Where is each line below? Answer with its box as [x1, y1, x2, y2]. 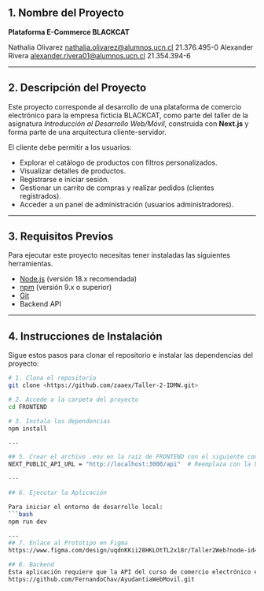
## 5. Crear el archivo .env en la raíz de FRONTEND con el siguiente [8, 453, 244, 461]
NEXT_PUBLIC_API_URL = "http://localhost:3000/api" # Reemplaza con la [8, 460, 251, 468]
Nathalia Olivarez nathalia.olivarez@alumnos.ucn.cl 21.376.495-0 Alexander [8, 43, 254, 52]
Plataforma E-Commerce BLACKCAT [8, 27, 130, 36]
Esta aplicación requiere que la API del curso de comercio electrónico [8, 568, 251, 576]
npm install [8, 425, 47, 433]
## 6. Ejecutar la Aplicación [8, 489, 108, 496]
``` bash [8, 510, 34, 519]
